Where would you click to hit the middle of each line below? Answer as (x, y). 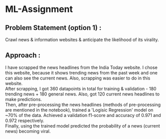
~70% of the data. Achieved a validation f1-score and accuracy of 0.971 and (83, 115)
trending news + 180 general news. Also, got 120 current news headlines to (83, 94)
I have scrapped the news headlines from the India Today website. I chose (82, 67)
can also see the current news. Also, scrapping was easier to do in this (78, 78)
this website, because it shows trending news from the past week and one (82, 72)
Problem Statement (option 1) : (53, 28)
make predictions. (24, 99)
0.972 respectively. (25, 120)
